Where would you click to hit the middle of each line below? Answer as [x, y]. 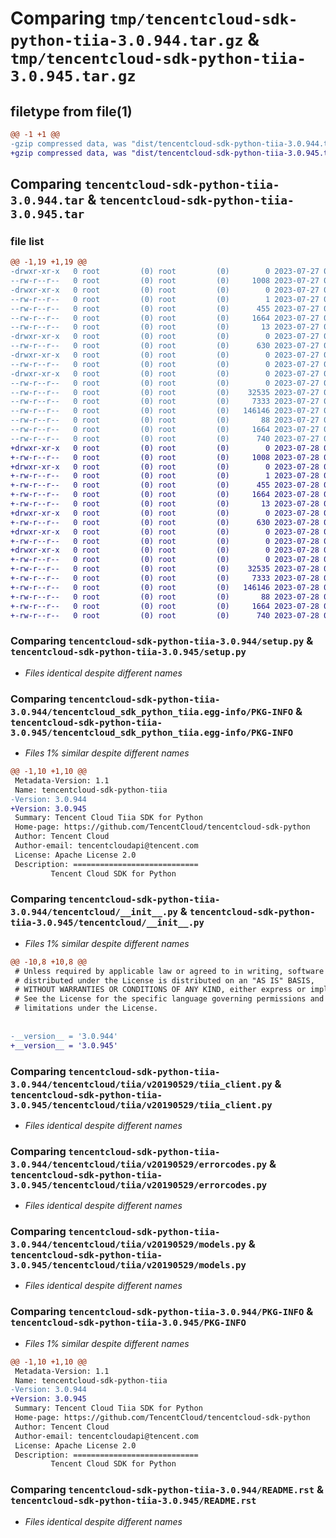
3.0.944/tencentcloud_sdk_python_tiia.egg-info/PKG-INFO [152, 711]
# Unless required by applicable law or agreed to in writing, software [169, 971]
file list [27, 241]
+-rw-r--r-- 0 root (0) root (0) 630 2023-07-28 [165, 522]
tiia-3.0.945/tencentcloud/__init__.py [107, 923]
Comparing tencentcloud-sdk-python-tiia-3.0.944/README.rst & [167, 1490]
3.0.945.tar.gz [73, 76]
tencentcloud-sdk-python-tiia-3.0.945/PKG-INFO [128, 1323]
